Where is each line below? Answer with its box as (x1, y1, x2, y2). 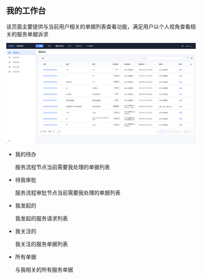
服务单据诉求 (16, 30, 49, 37)
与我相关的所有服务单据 (14, 266, 73, 274)
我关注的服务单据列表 (14, 240, 68, 248)
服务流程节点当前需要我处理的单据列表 (14, 164, 110, 171)
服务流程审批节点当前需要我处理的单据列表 (14, 189, 121, 196)
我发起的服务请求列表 (14, 215, 68, 222)
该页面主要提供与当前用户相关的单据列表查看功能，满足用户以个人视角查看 (6, 23, 191, 30)
